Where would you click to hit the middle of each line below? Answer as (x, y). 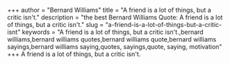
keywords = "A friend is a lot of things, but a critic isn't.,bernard (113, 32)
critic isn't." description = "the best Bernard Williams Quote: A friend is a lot (115, 17)
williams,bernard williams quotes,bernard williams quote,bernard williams (112, 39)
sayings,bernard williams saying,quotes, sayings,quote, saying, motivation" (115, 47)
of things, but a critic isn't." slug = (56, 25)
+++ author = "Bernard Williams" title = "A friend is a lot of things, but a (109, 10)
